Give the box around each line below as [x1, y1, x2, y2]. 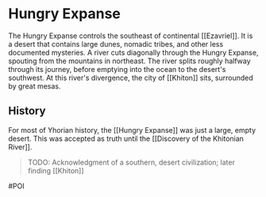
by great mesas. [8, 81, 61, 91]
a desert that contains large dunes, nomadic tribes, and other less [8, 39, 224, 48]
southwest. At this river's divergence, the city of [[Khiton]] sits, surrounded [8, 73, 254, 82]
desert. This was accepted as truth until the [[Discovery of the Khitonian [8, 134, 245, 143]
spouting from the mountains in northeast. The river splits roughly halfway [8, 56, 252, 66]
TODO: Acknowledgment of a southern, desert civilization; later [27, 157, 236, 167]
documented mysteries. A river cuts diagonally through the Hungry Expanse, [8, 47, 259, 57]
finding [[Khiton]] [27, 165, 85, 175]
